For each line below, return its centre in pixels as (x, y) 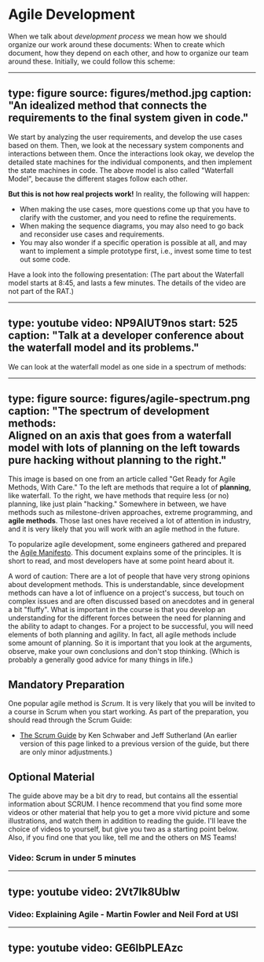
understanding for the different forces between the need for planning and (127, 618)
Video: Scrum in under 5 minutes (72, 857)
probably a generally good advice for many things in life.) (101, 660)
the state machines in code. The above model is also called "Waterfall (121, 170)
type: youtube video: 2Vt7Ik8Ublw (94, 892)
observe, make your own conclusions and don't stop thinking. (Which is (124, 652)
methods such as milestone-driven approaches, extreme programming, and (130, 512)
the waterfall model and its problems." (104, 348)
